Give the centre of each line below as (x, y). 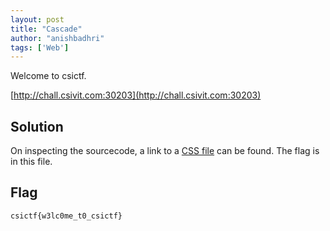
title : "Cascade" (46, 29)
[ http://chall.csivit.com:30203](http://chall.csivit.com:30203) (136, 95)
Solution (37, 126)
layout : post (37, 19)
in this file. (31, 162)
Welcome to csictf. (48, 76)
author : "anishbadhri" (57, 38)
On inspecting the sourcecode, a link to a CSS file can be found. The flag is (165, 151)
